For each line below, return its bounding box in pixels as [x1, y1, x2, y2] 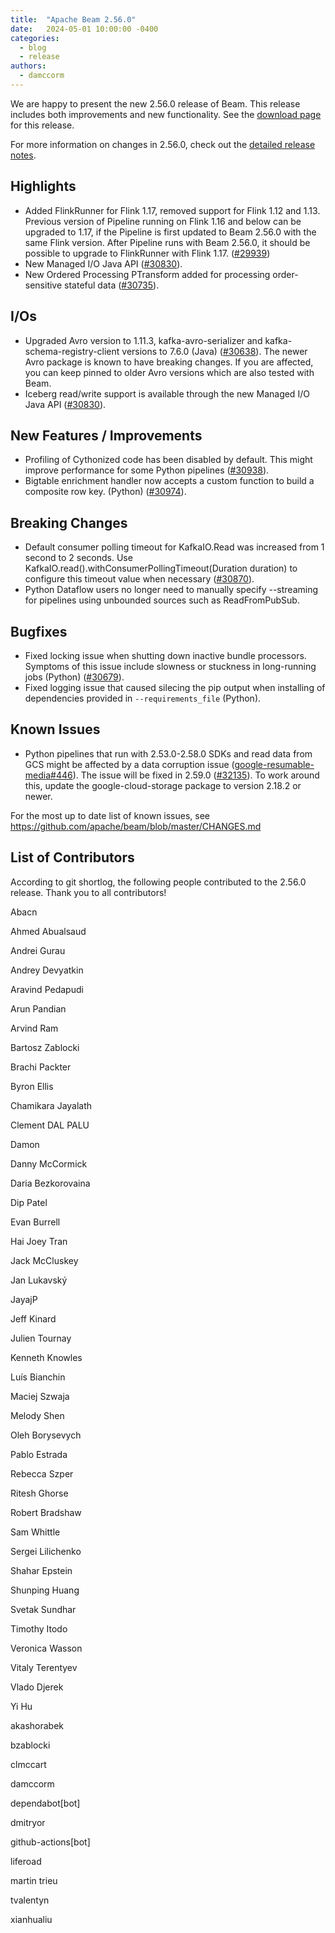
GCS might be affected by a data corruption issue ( [24, 758, 235, 770]
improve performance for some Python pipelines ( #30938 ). [24, 464, 270, 476]
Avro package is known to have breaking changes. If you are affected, [24, 356, 314, 368]
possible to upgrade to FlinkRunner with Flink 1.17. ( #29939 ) [24, 247, 271, 259]
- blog [19, 42, 47, 53]
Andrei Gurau [10, 944, 66, 956]
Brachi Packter [10, 1061, 72, 1073]
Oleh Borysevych [10, 1429, 82, 1441]
